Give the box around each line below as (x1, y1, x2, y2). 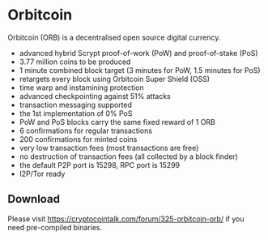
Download (7, 192, 60, 206)
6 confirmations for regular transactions (19, 126, 153, 135)
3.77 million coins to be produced (19, 57, 131, 66)
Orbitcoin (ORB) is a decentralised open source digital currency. (7, 32, 221, 42)
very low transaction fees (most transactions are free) (19, 143, 199, 152)
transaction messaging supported (19, 100, 133, 109)
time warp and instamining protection (19, 83, 145, 92)
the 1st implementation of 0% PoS (19, 108, 133, 118)
